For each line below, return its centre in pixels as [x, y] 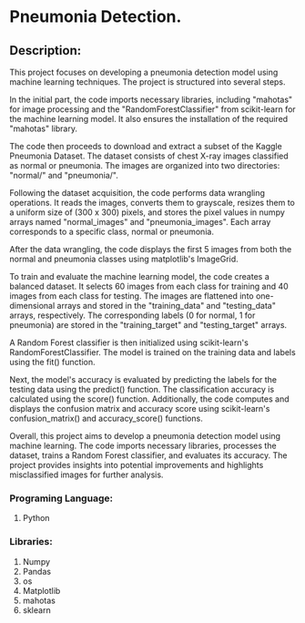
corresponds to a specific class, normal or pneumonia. [112, 231]
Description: [46, 51]
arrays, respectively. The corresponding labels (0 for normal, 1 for [132, 315]
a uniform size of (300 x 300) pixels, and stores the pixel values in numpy [147, 212]
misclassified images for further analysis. [86, 475]
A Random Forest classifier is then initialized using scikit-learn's [129, 342]
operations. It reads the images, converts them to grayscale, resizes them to [152, 203]
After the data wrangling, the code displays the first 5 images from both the [151, 249]
